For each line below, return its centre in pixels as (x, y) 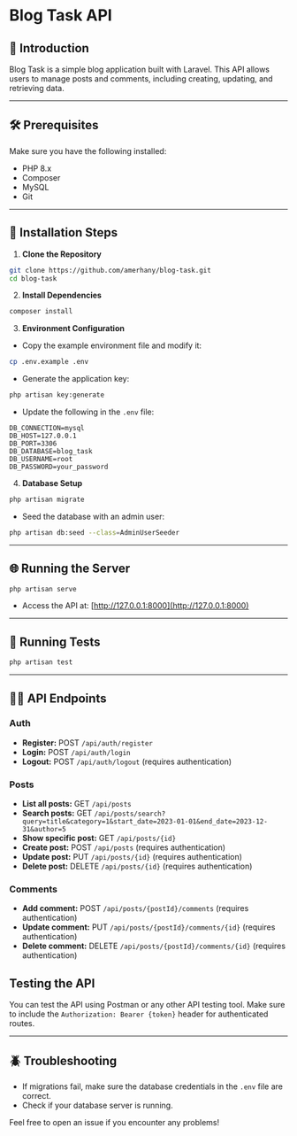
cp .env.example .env (49, 362)
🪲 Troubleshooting (63, 1060)
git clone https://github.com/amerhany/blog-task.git (110, 270)
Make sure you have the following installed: (88, 151)
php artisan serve (43, 589)
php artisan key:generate (57, 395)
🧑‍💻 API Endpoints (58, 698)
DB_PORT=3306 (33, 444)
